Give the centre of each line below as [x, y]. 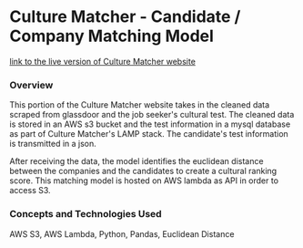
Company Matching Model [111, 36]
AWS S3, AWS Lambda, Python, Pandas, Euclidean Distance [122, 233]
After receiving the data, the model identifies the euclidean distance [136, 161]
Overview [31, 85]
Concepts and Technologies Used [86, 214]
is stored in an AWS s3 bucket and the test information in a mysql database [150, 124]
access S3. [30, 191]
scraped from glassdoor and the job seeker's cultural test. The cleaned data [152, 115]
